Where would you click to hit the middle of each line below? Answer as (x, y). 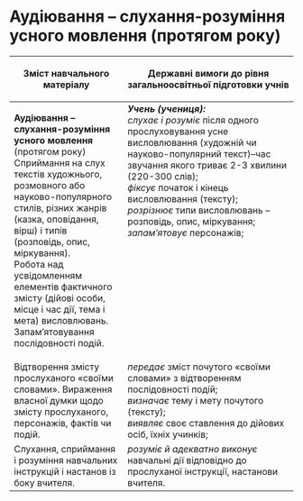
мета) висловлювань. (61, 320)
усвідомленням (48, 275)
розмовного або (50, 185)
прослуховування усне (178, 131)
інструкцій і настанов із (65, 471)
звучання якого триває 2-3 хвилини (207, 165)
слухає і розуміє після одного (193, 120)
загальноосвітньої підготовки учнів (208, 85)
